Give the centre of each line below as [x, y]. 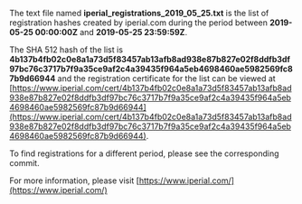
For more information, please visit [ [75, 181]
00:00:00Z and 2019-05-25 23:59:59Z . [111, 32]
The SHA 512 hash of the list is [66, 50]
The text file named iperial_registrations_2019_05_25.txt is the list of [139, 13]
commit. [24, 163]
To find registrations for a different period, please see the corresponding [144, 153]
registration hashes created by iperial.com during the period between [139, 23]
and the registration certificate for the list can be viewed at [166, 79]
